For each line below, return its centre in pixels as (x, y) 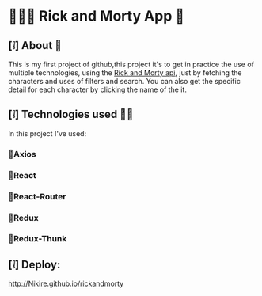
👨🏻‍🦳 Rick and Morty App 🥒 (96, 16)
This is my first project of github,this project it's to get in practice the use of (131, 64)
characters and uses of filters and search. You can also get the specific (125, 81)
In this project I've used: (47, 133)
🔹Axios (23, 154)
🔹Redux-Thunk (38, 239)
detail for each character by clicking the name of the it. (98, 89)
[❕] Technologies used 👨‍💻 (71, 114)
